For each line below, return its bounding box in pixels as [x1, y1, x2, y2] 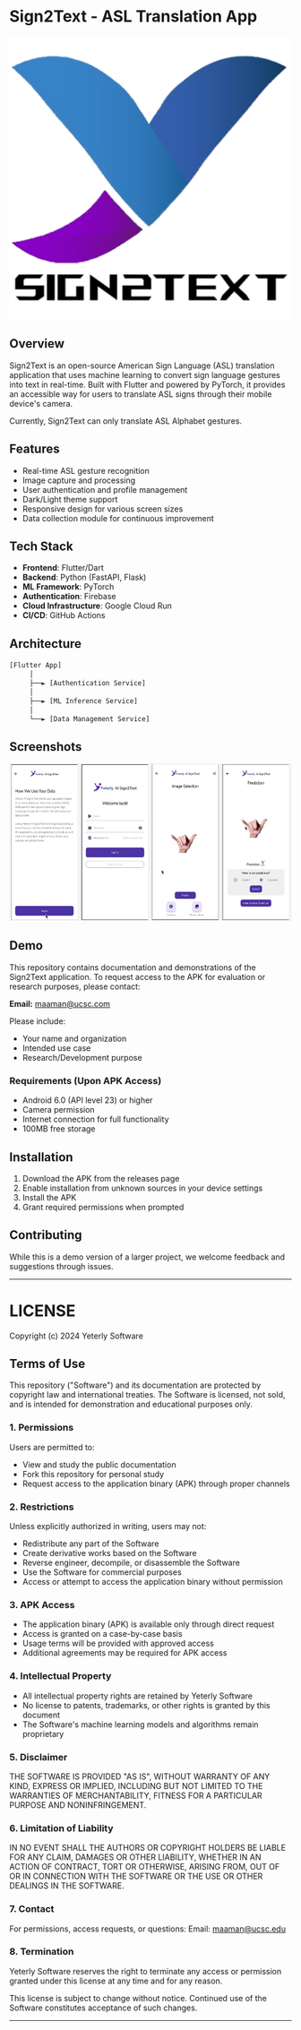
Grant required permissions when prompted [21, 1201, 185, 1212]
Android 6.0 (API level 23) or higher [21, 1095, 153, 1105]
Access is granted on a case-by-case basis [21, 1629, 183, 1639]
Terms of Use [9, 1356, 86, 1372]
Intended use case [21, 1042, 91, 1054]
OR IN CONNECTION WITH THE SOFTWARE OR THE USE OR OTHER [9, 1871, 263, 1882]
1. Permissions [9, 1422, 74, 1434]
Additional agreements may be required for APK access [21, 1647, 228, 1658]
